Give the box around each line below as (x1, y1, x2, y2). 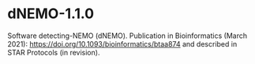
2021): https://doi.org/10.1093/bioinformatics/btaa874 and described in (7, 39, 238, 48)
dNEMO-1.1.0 (7, 5, 95, 23)
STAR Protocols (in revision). (7, 47, 100, 57)
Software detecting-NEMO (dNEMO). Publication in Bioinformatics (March (7, 31, 248, 40)
